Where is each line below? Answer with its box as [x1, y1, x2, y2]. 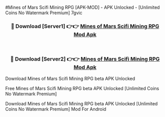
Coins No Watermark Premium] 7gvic [5, 10, 82, 16]
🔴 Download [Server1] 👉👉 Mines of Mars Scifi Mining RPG [11, 22, 159, 30]
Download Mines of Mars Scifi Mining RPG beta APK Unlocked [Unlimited [5, 100, 158, 106]
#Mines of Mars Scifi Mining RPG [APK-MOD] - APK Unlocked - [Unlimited [5, 5, 160, 10]
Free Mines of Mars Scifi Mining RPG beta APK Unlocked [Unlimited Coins [5, 85, 159, 91]
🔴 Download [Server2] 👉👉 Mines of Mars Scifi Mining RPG [10, 55, 160, 63]
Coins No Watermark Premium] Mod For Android [5, 106, 106, 112]
